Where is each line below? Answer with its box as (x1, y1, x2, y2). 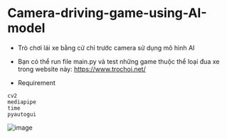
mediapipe (7, 98, 37, 106)
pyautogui (7, 111, 37, 118)
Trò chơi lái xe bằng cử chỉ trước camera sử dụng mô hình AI (17, 43, 195, 52)
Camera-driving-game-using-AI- (7, 5, 208, 21)
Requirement (17, 78, 56, 87)
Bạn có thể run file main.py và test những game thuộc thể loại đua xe (17, 57, 220, 65)
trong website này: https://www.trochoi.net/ (17, 65, 146, 73)
